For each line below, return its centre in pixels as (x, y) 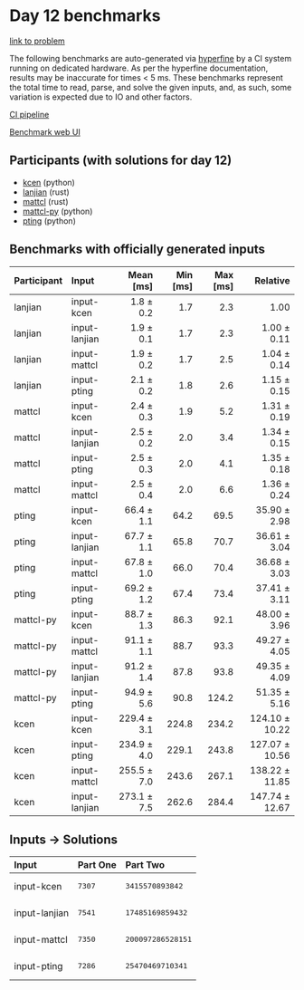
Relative (272, 280)
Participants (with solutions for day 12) (121, 161)
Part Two (145, 865)
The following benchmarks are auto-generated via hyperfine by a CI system (151, 58)
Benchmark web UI (45, 131)
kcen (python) (48, 182)
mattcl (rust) (46, 201)
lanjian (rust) (46, 192)
